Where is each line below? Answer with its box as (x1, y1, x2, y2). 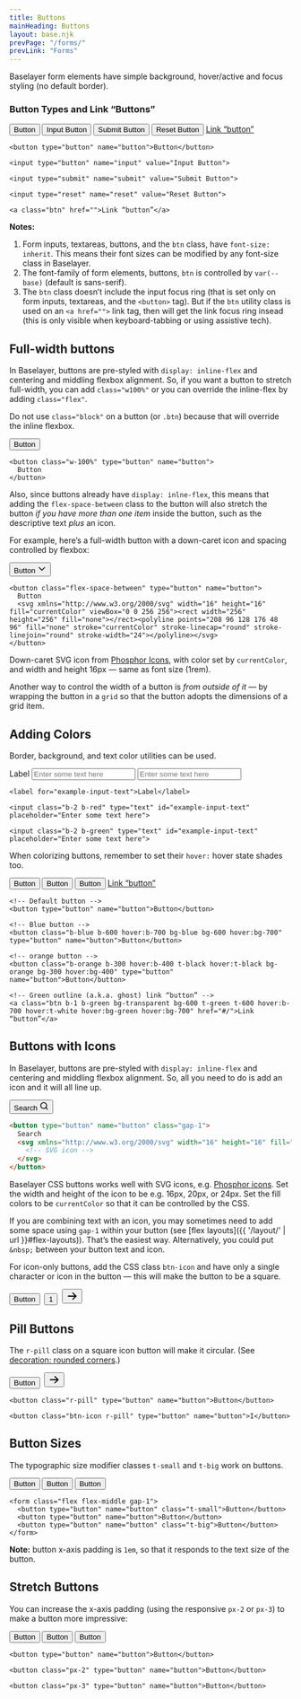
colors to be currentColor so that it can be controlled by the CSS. (9, 1198, 251, 1209)
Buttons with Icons (9, 1038, 116, 1055)
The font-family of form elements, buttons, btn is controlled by (21, 267, 254, 278)
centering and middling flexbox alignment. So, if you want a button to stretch (9, 374, 292, 386)
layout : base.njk (9, 30, 74, 39)
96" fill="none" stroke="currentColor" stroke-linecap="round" (9, 623, 251, 633)
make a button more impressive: (9, 1613, 128, 1624)
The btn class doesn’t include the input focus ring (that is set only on (21, 286, 276, 297)
